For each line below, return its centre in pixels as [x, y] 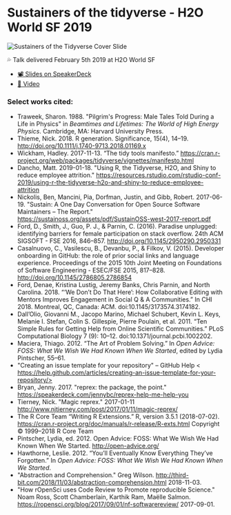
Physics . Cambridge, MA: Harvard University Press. [90, 132]
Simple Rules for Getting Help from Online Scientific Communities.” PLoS [120, 329]
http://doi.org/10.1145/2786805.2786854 [74, 277]
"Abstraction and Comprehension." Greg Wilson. [86, 475]
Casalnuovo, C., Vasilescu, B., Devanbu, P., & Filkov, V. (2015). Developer [120, 249]
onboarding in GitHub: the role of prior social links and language [108, 255]
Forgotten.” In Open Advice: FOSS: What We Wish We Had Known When [120, 461]
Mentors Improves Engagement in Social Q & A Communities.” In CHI [114, 299]
